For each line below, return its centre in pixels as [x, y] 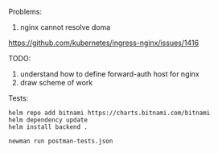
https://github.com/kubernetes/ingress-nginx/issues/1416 [104, 43]
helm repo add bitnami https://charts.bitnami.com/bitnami [109, 113]
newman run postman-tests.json [61, 141]
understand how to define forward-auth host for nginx [109, 74]
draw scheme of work [56, 83]
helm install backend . [48, 127]
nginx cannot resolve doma [65, 27]
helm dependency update [48, 120]
